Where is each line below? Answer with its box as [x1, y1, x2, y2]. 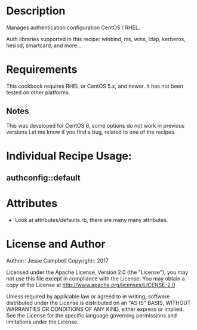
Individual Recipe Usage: [6, 149, 133, 162]
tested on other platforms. [6, 88, 70, 96]
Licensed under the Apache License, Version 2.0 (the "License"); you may [6, 269, 189, 276]
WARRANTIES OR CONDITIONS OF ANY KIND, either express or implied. [6, 306, 184, 313]
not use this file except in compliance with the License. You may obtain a [6, 275, 185, 282]
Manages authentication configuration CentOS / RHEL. [6, 24, 140, 31]
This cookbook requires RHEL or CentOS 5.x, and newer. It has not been [6, 82, 184, 90]
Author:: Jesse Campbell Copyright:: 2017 [6, 257, 109, 264]
